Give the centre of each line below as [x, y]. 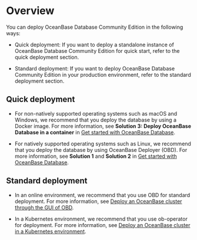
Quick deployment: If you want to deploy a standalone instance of [94, 45]
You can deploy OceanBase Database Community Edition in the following [95, 27]
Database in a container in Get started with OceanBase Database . [95, 132]
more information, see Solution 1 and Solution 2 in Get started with [96, 156]
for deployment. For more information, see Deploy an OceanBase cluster [102, 225]
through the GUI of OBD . [44, 207]
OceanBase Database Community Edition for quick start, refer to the [97, 50]
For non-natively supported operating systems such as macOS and [96, 113]
